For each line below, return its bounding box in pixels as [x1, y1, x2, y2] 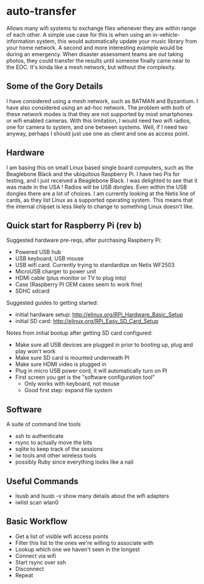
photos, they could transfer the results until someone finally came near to [6, 57, 191, 64]
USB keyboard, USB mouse [15, 255, 84, 262]
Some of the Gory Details [6, 81, 104, 92]
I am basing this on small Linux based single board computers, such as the [6, 164, 194, 171]
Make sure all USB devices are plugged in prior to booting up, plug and [15, 341, 193, 349]
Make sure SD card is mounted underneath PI [15, 354, 130, 362]
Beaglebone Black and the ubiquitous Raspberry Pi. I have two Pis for [6, 170, 180, 178]
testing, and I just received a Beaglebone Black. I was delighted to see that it [6, 177, 198, 184]
